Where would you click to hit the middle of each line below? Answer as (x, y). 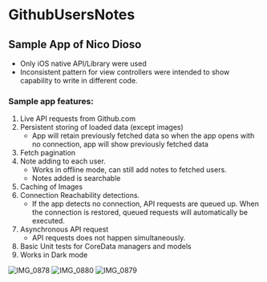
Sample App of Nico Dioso (75, 44)
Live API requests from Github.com (78, 119)
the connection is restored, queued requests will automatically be (140, 212)
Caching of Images (51, 187)
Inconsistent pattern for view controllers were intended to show (125, 72)
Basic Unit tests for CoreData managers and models (105, 247)
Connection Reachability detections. (80, 195)
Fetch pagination (48, 153)
